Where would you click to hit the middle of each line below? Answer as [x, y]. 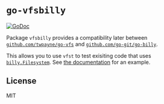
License [21, 81]
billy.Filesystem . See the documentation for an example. [78, 62]
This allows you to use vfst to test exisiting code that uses [79, 55]
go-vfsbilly [36, 11]
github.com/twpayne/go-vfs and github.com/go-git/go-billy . [82, 44]
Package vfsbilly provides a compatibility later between [77, 37]
